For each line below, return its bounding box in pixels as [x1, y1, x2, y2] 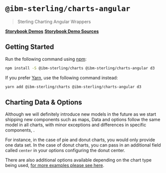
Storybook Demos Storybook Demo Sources [5, 28, 99, 34]
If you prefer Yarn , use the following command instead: [5, 74, 118, 81]
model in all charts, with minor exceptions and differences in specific [5, 122, 147, 128]
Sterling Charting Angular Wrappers [17, 18, 91, 24]
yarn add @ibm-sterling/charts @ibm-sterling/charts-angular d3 [5, 84, 142, 89]
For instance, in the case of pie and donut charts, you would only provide [5, 137, 156, 143]
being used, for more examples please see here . [5, 163, 105, 169]
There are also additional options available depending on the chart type [5, 157, 152, 163]
